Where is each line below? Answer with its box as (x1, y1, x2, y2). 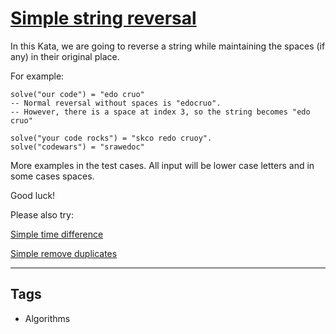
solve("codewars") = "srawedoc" (10, 142, 145, 152)
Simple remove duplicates (10, 247, 118, 259)
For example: (10, 70, 65, 82)
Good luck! (10, 189, 56, 201)
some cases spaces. (10, 170, 95, 182)
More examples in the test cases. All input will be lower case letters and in (10, 159, 315, 171)
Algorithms (24, 312, 71, 324)
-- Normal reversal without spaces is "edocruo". (10, 98, 222, 108)
